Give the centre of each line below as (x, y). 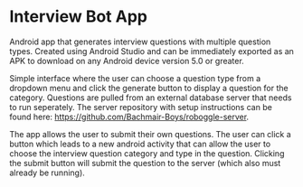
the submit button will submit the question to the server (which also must (145, 163)
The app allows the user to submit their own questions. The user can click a (150, 134)
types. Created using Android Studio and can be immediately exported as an (151, 51)
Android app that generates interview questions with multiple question (140, 42)
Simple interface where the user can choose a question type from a (135, 78)
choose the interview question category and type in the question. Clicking (147, 153)
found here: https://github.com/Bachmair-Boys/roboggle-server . (129, 117)
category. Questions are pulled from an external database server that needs (151, 98)
